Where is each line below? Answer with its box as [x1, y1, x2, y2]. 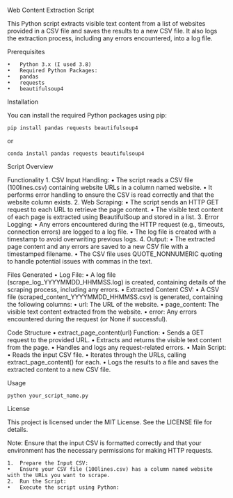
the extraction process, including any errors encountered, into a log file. [7, 34, 213, 42]
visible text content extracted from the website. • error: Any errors [7, 307, 197, 316]
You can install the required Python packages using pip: [7, 111, 167, 119]
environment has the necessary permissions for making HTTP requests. [7, 447, 214, 454]
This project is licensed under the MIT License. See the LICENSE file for [7, 418, 213, 426]
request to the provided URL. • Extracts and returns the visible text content [7, 336, 222, 344]
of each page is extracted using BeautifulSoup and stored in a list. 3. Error [7, 213, 219, 221]
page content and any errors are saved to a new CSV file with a [7, 243, 189, 250]
